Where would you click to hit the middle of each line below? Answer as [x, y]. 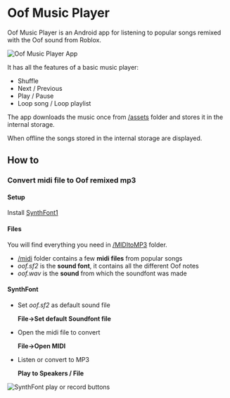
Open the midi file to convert [59, 332]
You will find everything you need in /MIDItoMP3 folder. [87, 244]
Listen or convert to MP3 [53, 359]
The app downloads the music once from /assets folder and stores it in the [115, 117]
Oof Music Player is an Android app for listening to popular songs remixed [114, 32]
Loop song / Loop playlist [54, 103]
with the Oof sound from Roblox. [55, 39]
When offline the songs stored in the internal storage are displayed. [105, 138]
